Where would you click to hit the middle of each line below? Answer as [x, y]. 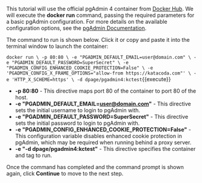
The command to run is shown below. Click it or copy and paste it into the [98, 40]
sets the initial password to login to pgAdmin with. [77, 123]
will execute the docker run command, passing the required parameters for [100, 15]
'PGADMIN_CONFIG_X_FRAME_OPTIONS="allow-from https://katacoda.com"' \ [99, 73]
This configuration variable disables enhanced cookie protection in [99, 136]
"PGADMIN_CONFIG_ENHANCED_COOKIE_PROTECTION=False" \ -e [80, 68]
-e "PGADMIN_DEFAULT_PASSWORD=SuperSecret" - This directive [102, 117]
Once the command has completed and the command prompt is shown [95, 167]
